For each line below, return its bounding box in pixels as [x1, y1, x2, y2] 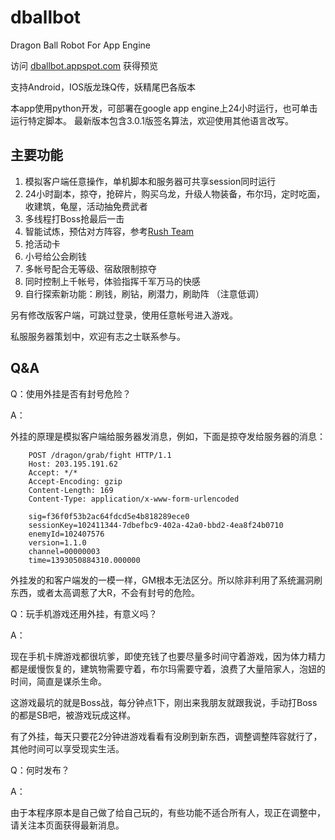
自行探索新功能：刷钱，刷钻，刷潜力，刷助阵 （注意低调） [24, 287, 265, 300]
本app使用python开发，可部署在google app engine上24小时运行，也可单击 [10, 102, 318, 114]
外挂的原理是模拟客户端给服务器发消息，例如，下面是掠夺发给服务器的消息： [10, 430, 326, 442]
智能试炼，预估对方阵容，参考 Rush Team [24, 225, 195, 237]
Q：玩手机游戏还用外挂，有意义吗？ [10, 607, 158, 620]
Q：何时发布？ [10, 764, 70, 776]
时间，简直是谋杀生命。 [10, 675, 107, 687]
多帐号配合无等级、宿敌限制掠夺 [24, 262, 157, 275]
